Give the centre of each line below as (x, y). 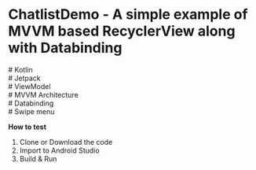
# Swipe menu (31, 111)
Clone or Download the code (66, 142)
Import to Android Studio (59, 150)
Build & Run (38, 158)
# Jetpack (24, 78)
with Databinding (65, 48)
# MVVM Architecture (43, 94)
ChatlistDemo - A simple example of (128, 15)
